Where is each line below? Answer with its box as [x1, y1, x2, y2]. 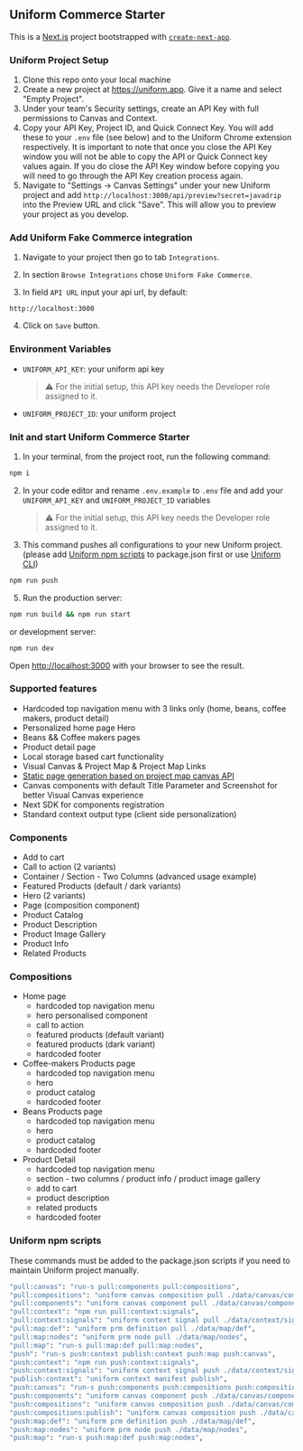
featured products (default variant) [35, 1030, 165, 1041]
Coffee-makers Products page [22, 1058, 136, 1069]
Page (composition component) [22, 900, 141, 911]
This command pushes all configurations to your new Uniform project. [22, 539, 283, 550]
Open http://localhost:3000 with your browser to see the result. [9, 660, 245, 671]
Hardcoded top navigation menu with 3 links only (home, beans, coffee [22, 702, 287, 713]
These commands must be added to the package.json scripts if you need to [9, 1255, 290, 1266]
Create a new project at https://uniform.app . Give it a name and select [22, 84, 282, 95]
